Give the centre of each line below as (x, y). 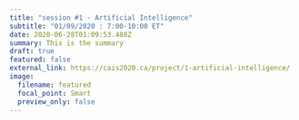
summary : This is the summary (67, 43)
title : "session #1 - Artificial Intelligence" (101, 18)
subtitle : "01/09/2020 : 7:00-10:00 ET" (87, 26)
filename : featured (55, 85)
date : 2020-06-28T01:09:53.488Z (70, 34)
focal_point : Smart (55, 93)
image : (22, 77)
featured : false (40, 60)
